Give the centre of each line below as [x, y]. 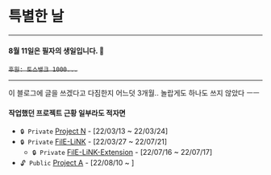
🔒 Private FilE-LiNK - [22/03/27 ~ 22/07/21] [94, 142]
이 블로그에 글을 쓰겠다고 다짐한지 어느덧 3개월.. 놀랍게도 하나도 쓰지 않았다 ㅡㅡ [134, 93]
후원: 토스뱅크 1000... [43, 70]
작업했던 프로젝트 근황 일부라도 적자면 [67, 112]
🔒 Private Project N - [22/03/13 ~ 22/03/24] [94, 131]
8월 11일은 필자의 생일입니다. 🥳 [56, 51]
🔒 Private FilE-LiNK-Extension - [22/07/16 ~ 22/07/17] [122, 153]
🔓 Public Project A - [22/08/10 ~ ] [77, 163]
